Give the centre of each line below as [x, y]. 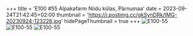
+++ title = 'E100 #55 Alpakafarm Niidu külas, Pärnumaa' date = [84, 9]
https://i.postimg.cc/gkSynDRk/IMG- [133, 15]
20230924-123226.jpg [34, 21]
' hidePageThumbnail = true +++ [101, 21]
